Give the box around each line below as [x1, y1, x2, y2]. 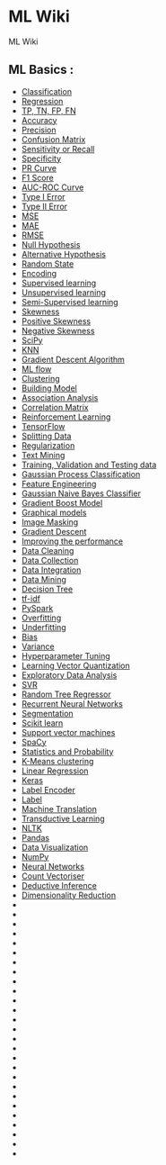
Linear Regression [21, 765, 89, 776]
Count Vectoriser [21, 871, 85, 881]
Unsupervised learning [21, 286, 107, 298]
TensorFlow [21, 420, 66, 431]
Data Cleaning [21, 545, 74, 555]
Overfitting [21, 612, 62, 623]
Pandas [21, 832, 50, 843]
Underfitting [21, 621, 66, 632]
